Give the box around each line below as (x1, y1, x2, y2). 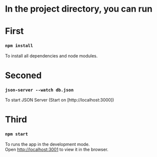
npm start (5, 131, 28, 137)
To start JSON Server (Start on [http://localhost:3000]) (5, 97, 114, 103)
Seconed (5, 70, 42, 81)
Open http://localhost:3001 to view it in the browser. (5, 146, 109, 152)
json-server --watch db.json (5, 87, 74, 93)
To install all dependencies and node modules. (5, 52, 98, 59)
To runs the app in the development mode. (5, 141, 90, 147)
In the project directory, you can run (5, 3, 153, 15)
